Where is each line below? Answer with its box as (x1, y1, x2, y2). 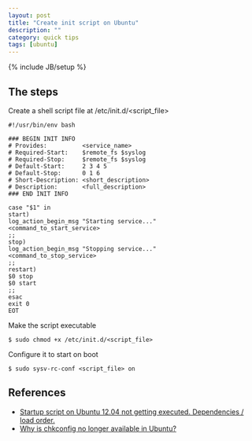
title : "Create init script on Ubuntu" (8, 19, 139, 27)
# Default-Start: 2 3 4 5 (8, 162, 108, 170)
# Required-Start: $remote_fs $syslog (8, 149, 146, 156)
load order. (19, 415, 55, 424)
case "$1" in (8, 204, 51, 211)
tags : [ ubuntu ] (8, 41, 58, 49)
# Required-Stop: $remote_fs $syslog (8, 155, 146, 164)
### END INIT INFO (8, 189, 69, 197)
